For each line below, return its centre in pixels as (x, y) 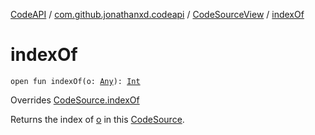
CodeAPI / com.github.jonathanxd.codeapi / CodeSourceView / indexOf (157, 14)
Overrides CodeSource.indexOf (75, 100)
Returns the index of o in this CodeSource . (97, 119)
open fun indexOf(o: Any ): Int (75, 81)
